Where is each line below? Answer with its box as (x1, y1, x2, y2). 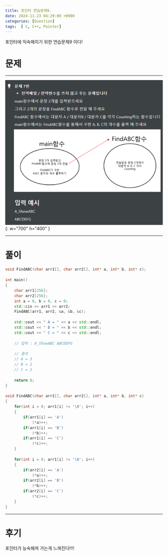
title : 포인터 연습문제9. (5, 8, 52, 13)
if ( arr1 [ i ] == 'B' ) (23, 425, 64, 430)
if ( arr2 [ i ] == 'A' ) (23, 467, 64, 472)
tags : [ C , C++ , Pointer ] (5, 24, 61, 29)
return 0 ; (14, 378, 35, 383)
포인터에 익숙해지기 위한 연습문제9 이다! (5, 39, 83, 45)
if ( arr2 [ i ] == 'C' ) (23, 488, 64, 494)
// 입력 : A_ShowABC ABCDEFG (14, 341, 73, 346)
